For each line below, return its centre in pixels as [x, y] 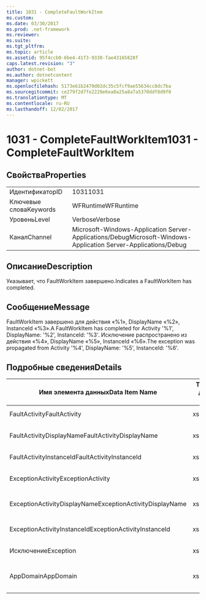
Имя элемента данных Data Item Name [98, 392]
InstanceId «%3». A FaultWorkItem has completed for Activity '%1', [90, 329]
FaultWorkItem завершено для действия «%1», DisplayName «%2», [93, 322]
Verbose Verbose [96, 219]
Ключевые [25, 201]
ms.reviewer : [23, 35]
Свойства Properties [47, 175]
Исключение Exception [43, 550]
